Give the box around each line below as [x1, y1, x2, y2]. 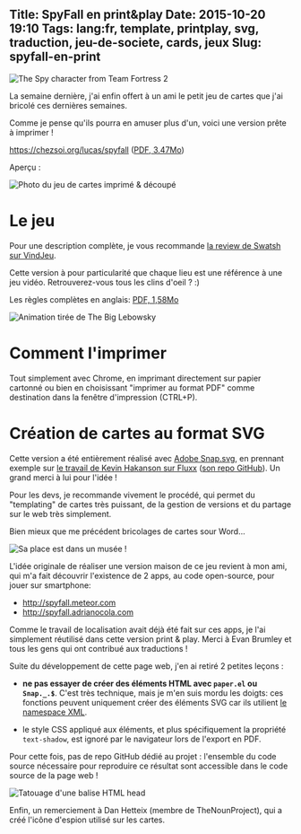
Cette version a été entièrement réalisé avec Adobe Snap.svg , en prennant [9, 452, 285, 463]
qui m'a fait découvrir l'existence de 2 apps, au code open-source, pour [9, 570, 275, 581]
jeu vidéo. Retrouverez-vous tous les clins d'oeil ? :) [9, 277, 200, 287]
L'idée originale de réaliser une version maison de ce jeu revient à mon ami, [9, 560, 288, 571]
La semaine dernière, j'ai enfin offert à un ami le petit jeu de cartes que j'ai [9, 90, 284, 101]
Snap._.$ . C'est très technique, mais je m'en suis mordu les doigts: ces [21, 687, 284, 698]
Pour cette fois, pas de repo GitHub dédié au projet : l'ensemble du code [9, 751, 277, 761]
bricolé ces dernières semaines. [9, 100, 128, 110]
